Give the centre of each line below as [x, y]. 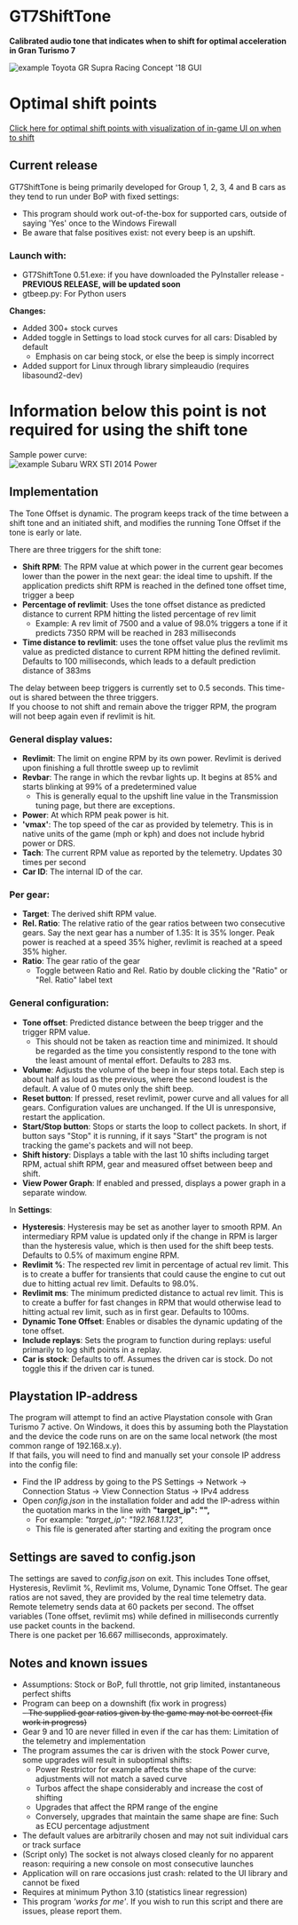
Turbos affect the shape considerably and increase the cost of [149, 1788]
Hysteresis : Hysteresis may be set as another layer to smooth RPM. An [152, 1227]
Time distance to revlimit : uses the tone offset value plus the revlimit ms [155, 642]
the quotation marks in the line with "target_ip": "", [116, 1510]
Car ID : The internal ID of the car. [82, 871]
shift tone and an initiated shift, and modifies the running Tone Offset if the [145, 522]
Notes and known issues [78, 1663]
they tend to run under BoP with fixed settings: [94, 196]
